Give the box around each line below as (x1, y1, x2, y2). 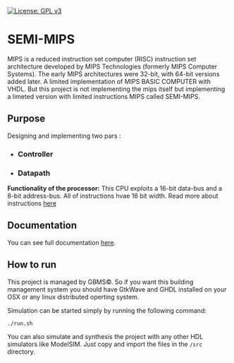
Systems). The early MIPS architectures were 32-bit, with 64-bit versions (7, 69, 220, 78)
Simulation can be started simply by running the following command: (7, 306, 207, 314)
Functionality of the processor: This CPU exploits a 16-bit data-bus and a (7, 184, 223, 192)
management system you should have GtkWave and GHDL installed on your (7, 285, 227, 293)
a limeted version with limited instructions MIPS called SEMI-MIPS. (7, 92, 201, 100)
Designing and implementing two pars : (7, 131, 121, 140)
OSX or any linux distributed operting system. (7, 292, 140, 301)
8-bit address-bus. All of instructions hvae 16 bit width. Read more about (7, 191, 218, 200)
